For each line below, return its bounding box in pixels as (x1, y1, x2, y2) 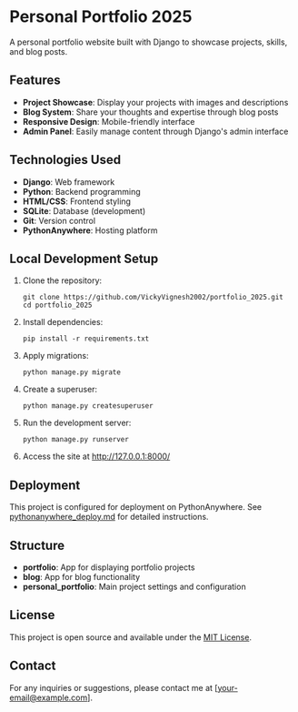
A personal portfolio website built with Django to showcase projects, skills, (9, 36, 288, 47)
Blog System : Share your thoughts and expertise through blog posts (22, 107, 279, 117)
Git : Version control (22, 215, 96, 226)
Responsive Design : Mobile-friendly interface (22, 116, 195, 127)
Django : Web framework (22, 176, 115, 188)
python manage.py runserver (22, 435, 129, 444)
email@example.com (9, 692, 88, 703)
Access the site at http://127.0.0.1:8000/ (22, 451, 171, 462)
